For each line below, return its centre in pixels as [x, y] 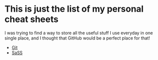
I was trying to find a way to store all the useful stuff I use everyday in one [79, 33]
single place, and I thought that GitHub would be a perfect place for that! [77, 38]
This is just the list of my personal [74, 9]
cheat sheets [32, 19]
